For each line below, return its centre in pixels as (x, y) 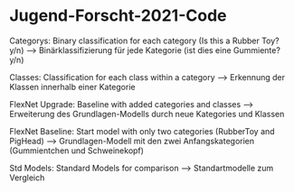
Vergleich (27, 178)
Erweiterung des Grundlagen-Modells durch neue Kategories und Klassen (147, 114)
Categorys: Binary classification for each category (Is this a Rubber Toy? (145, 41)
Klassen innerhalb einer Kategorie (72, 87)
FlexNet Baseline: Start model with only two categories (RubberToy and (142, 131)
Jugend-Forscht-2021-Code (118, 16)
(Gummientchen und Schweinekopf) (77, 151)
